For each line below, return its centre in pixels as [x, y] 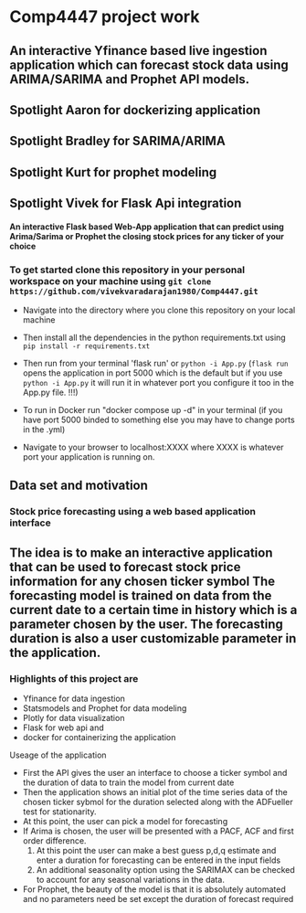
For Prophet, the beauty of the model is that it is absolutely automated [154, 889]
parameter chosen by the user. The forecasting [146, 624]
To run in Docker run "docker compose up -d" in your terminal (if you [153, 410]
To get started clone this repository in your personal [127, 270]
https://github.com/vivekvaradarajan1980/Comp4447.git [134, 291]
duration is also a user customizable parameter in [153, 638]
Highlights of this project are [74, 678]
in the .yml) [44, 430]
